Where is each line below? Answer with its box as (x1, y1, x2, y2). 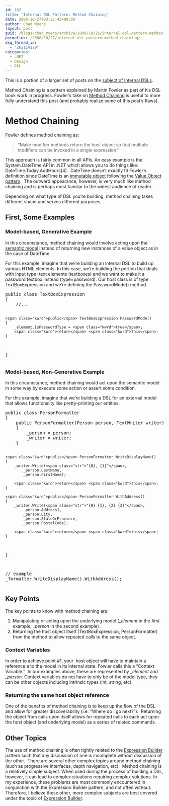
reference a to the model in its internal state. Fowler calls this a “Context (5, 663, 154, 669)
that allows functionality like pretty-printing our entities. (5, 400, 120, 407)
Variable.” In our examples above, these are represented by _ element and (5, 669, 158, 675)
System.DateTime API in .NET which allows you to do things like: (5, 162, 138, 169)
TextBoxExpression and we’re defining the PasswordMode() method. (5, 281, 147, 287)
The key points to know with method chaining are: (5, 608, 109, 614)
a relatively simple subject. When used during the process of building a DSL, (5, 768, 163, 775)
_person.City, (23, 512, 53, 517)
